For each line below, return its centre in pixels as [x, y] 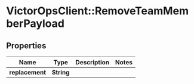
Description [93, 62]
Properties [26, 46]
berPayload [35, 24]
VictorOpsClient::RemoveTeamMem [98, 11]
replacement [28, 72]
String [61, 72]
